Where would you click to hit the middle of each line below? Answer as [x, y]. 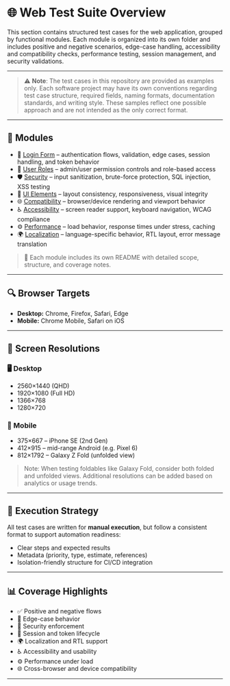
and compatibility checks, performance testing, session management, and [112, 53]
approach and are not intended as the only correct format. [106, 110]
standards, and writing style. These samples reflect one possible [115, 102]
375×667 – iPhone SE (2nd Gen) [62, 441]
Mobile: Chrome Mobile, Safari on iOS [71, 321]
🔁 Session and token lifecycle [59, 634]
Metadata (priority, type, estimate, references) [82, 555]
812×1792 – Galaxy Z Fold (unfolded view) [76, 455]
